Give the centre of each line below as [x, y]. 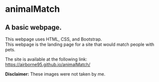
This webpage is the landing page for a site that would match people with [80, 44]
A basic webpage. [33, 27]
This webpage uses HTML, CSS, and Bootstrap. [54, 39]
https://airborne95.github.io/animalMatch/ [48, 64]
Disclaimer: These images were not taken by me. [55, 74]
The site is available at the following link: [46, 59]
